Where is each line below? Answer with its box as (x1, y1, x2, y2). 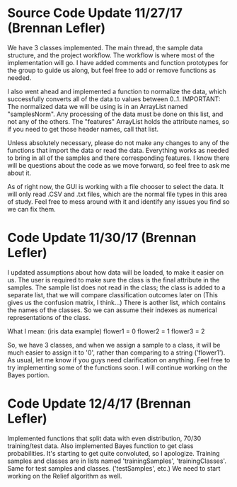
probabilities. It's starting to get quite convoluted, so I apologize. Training (7, 449, 221, 457)
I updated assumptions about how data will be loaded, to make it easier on (7, 268, 224, 277)
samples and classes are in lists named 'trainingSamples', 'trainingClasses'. (7, 457, 226, 465)
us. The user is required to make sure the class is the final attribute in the (7, 275, 220, 284)
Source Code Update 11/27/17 (7, 5, 183, 21)
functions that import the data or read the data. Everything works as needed (7, 146, 229, 154)
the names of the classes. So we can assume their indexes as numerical (7, 306, 217, 314)
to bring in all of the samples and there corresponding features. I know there (7, 154, 230, 162)
